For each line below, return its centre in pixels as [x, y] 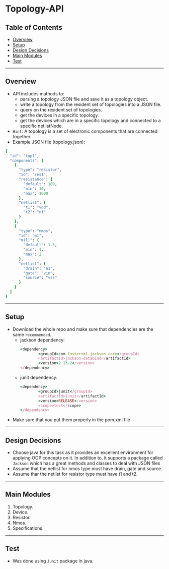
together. [22, 136]
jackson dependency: [42, 340]
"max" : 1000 [36, 193]
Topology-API [34, 9]
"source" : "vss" [40, 278]
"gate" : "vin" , [39, 273]
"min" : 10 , [35, 189]
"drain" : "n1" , [39, 268]
